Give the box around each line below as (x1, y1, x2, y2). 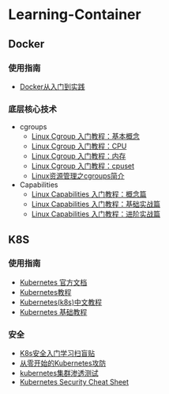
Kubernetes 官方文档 (19, 277, 88, 287)
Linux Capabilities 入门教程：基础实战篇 (31, 200, 160, 209)
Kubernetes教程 (19, 287, 72, 296)
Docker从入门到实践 (19, 82, 85, 91)
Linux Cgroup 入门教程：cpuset (31, 161, 135, 171)
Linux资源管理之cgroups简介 (31, 171, 125, 181)
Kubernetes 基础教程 (19, 307, 88, 316)
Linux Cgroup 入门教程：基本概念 (31, 132, 141, 141)
